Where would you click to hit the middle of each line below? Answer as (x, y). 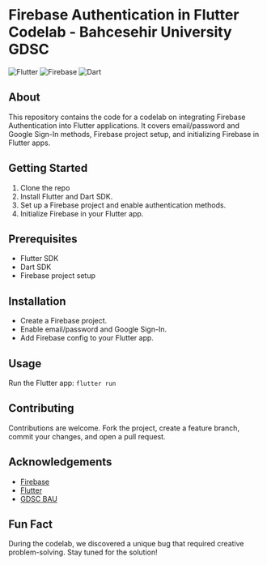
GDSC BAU (39, 499)
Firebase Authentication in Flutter (124, 15)
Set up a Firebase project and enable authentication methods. (123, 205)
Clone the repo (45, 187)
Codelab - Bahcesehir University (120, 32)
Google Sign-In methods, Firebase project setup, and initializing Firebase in (134, 134)
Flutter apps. (30, 143)
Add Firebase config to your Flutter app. (87, 338)
